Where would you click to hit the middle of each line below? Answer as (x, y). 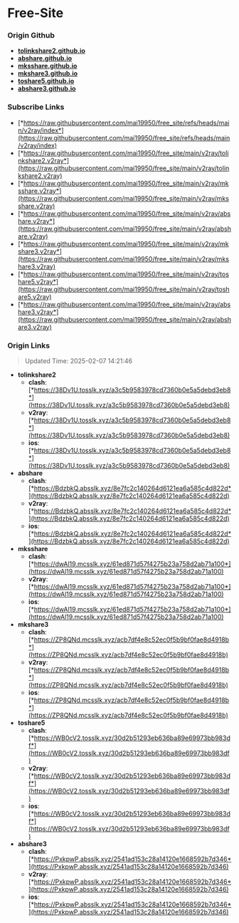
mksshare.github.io (47, 66)
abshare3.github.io (47, 89)
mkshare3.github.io (48, 73)
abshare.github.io (45, 58)
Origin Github (31, 36)
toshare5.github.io (46, 81)
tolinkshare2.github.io (51, 51)
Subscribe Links (36, 107)
